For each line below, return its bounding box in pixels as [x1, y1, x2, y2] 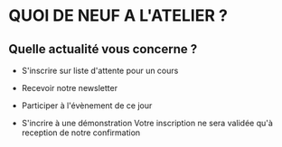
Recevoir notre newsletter [21, 83, 118, 93]
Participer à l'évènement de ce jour [21, 100, 153, 111]
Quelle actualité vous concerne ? [8, 41, 198, 57]
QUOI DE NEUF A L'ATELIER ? [8, 5, 228, 26]
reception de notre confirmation [21, 127, 141, 138]
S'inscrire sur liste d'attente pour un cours [21, 65, 179, 76]
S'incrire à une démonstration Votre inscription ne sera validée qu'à [21, 118, 273, 128]
